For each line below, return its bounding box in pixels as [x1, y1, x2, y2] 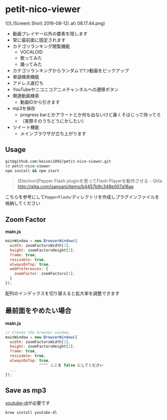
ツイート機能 [12, 124, 39, 130]
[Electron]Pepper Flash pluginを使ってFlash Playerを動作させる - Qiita [17, 178, 162, 184]
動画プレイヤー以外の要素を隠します [12, 30, 88, 36]
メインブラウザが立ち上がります [20, 130, 87, 137]
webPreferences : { [10, 266, 49, 272]
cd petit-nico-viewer [5, 163, 51, 168]
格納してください [5, 200, 41, 206]
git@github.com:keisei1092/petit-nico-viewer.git [5, 159, 112, 164]
